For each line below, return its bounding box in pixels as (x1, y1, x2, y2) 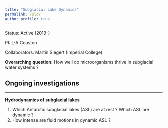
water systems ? (5, 64, 39, 70)
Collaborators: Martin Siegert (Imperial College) (5, 49, 103, 55)
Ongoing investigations (5, 79, 80, 87)
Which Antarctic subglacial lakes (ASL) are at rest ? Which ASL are (12, 107, 150, 113)
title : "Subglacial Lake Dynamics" (5, 7, 79, 12)
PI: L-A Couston (5, 40, 37, 46)
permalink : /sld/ (5, 12, 41, 17)
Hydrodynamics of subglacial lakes (5, 97, 80, 103)
